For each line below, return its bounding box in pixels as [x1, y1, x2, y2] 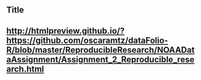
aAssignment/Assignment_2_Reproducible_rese [6, 54, 195, 65]
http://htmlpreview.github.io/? [6, 26, 125, 36]
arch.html [6, 64, 45, 74]
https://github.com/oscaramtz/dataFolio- [6, 35, 169, 45]
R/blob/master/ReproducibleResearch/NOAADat [6, 45, 195, 55]
